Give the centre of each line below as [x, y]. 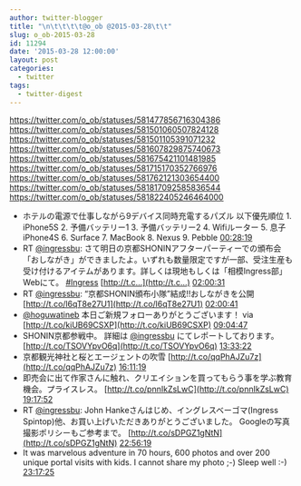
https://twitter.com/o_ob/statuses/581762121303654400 [115, 177]
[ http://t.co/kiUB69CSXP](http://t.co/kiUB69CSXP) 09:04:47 [135, 324]
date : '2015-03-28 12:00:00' [64, 52]
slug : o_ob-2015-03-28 [52, 35]
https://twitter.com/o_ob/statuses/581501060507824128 [114, 129]
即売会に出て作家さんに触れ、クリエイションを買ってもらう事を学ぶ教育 [157, 377]
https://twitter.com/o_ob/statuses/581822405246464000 [117, 197]
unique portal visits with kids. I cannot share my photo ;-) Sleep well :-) [155, 462]
